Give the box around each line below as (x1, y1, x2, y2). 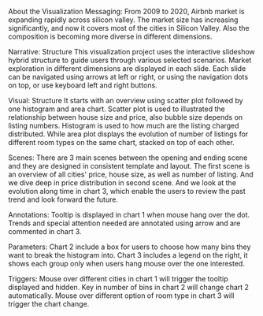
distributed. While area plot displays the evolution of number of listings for (8, 129, 249, 139)
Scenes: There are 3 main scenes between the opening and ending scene (8, 153, 248, 162)
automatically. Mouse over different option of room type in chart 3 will (8, 291, 235, 300)
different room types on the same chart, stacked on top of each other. (8, 138, 235, 147)
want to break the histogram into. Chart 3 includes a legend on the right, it (8, 251, 248, 259)
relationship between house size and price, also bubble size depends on (8, 113, 243, 121)
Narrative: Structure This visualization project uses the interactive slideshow (8, 47, 256, 56)
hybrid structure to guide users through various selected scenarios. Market (8, 55, 252, 65)
